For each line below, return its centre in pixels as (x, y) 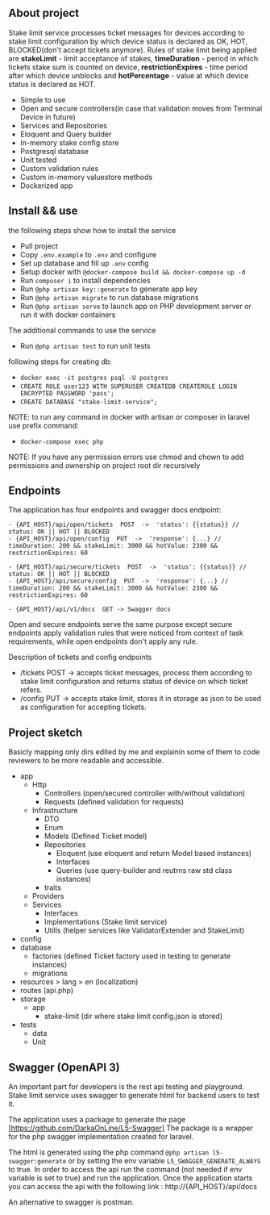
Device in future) (48, 117)
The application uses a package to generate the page (97, 1120)
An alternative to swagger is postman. (71, 1202)
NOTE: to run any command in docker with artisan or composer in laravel (129, 417)
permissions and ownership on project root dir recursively (104, 465)
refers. (31, 690)
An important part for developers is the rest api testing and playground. (126, 1087)
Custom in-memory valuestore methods (86, 177)
